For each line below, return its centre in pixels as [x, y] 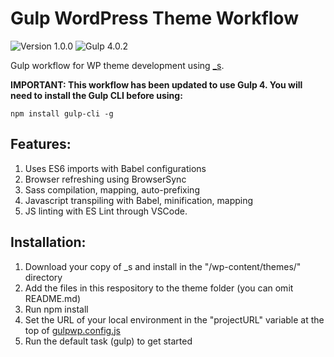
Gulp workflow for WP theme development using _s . [117, 65]
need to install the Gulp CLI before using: [96, 95]
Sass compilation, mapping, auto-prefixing [112, 189]
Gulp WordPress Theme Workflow [154, 18]
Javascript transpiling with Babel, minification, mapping [139, 200]
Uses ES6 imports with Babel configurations [115, 168]
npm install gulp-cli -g [62, 113]
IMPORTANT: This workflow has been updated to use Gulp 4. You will [156, 84]
